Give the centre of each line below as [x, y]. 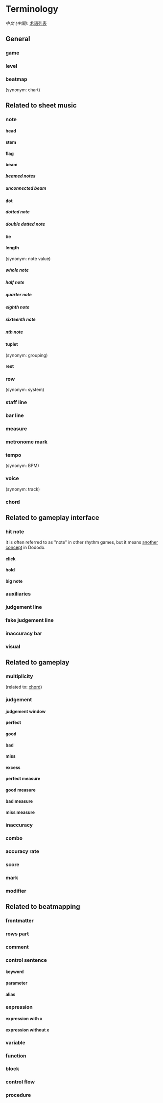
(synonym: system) [25, 390]
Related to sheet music [41, 105]
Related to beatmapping [43, 907]
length [12, 248]
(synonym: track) [23, 489]
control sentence [26, 960]
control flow [20, 1082]
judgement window [26, 711]
